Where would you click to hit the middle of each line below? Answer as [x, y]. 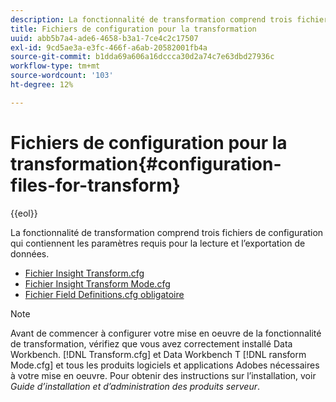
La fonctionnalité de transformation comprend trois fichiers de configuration [167, 232]
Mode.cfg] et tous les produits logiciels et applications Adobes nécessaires [165, 365]
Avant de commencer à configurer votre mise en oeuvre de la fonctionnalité [166, 333]
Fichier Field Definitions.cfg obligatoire [104, 294]
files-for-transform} [95, 185]
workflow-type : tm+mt [55, 66]
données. [30, 253]
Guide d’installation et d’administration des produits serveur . [135, 386]
